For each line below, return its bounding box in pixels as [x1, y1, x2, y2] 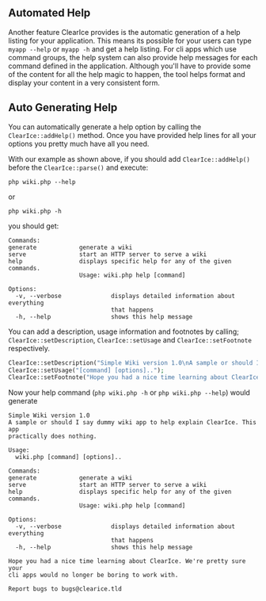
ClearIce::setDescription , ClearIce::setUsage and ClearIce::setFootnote [8, 335, 252, 344]
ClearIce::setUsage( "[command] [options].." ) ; [8, 366, 165, 374]
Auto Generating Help [8, 101, 118, 114]
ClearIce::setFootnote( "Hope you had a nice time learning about [8, 373, 228, 381]
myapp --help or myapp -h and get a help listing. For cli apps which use [8, 44, 237, 54]
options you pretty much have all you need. [8, 139, 150, 148]
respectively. [8, 343, 50, 353]
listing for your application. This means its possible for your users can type [8, 36, 252, 45]
